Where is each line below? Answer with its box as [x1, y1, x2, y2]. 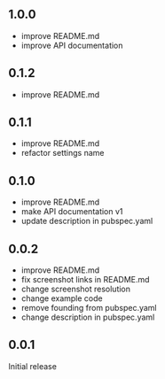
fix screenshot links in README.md [20, 275, 150, 285]
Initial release [8, 360, 57, 371]
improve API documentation [20, 40, 123, 50]
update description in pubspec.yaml [20, 216, 153, 227]
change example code [20, 293, 103, 304]
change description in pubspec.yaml [20, 312, 155, 322]
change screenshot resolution [20, 283, 130, 295]
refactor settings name [20, 148, 105, 159]
